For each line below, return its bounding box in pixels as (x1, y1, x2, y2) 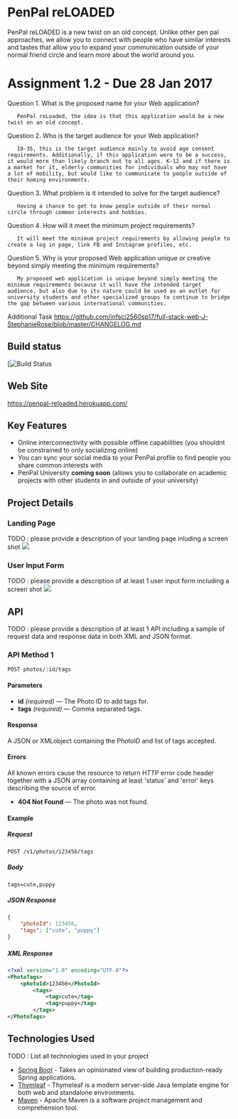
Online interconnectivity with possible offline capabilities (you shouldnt (17, 438, 225, 447)
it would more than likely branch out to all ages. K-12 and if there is (7, 157, 231, 164)
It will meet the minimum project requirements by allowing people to (16, 235, 231, 242)
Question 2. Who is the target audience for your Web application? (7, 131, 199, 139)
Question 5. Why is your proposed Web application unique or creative (7, 253, 211, 262)
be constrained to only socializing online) (17, 446, 139, 455)
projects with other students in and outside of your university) (17, 476, 199, 484)
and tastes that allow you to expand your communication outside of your (7, 43, 220, 51)
